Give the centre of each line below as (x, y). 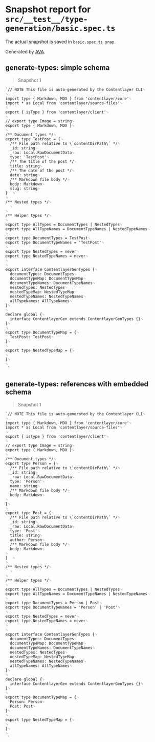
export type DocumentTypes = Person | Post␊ (54, 603)
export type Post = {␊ (30, 513)
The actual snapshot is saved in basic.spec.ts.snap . (61, 42)
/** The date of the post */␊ (42, 171)
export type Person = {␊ (32, 463)
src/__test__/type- (47, 19)
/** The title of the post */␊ (44, 161)
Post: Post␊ (23, 706)
